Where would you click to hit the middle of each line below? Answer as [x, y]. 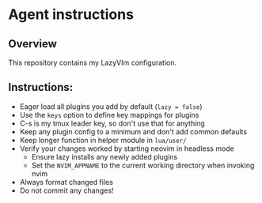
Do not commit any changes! [66, 190]
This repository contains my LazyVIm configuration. [93, 62]
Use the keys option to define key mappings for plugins [109, 115]
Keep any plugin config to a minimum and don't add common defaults [133, 131]
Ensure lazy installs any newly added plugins [104, 156]
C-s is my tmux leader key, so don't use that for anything [112, 123]
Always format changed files [66, 182]
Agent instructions [71, 15]
